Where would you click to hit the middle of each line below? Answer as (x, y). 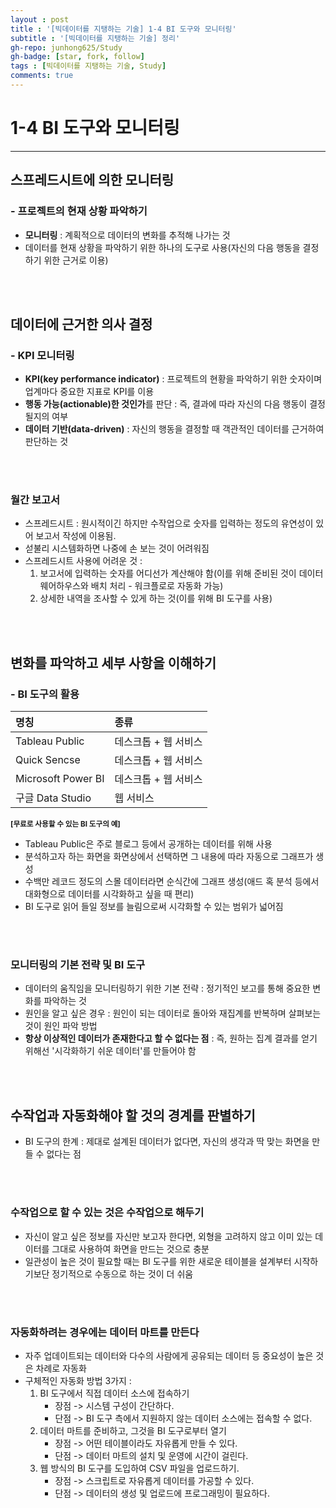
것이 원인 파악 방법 (61, 1026)
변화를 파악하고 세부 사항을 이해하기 (113, 662)
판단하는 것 (46, 442)
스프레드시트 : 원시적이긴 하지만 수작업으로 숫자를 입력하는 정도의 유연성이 (169, 523)
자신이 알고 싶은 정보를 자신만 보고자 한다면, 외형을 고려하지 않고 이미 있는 (168, 1236)
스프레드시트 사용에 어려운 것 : (83, 561)
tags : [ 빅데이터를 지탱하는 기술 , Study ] (88, 66)
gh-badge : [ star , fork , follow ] (77, 57)
